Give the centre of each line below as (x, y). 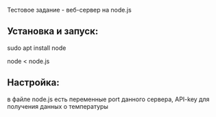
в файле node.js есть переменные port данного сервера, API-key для (108, 99)
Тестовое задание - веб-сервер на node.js (69, 10)
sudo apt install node (37, 48)
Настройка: (33, 82)
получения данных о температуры (58, 106)
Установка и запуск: (53, 31)
